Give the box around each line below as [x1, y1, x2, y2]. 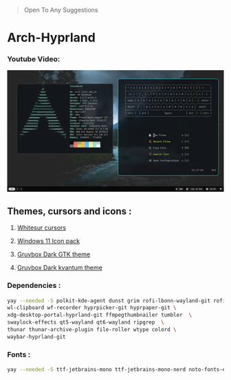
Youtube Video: [7, 54, 60, 64]
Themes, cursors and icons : [7, 205, 132, 217]
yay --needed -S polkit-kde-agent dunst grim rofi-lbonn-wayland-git [7, 297, 211, 304]
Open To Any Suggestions [23, 6, 98, 14]
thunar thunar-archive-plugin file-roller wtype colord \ [7, 326, 177, 333]
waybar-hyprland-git [7, 333, 67, 340]
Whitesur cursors [16, 223, 67, 232]
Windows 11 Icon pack [16, 237, 80, 245]
